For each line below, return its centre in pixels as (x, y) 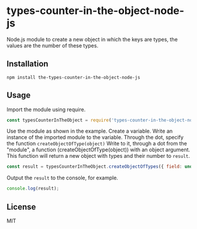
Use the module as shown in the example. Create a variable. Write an (90, 131)
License (21, 207)
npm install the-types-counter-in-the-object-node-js (74, 77)
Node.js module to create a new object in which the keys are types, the (92, 39)
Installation (27, 64)
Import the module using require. (46, 109)
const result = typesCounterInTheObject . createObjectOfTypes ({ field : (94, 167)
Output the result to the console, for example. (63, 178)
